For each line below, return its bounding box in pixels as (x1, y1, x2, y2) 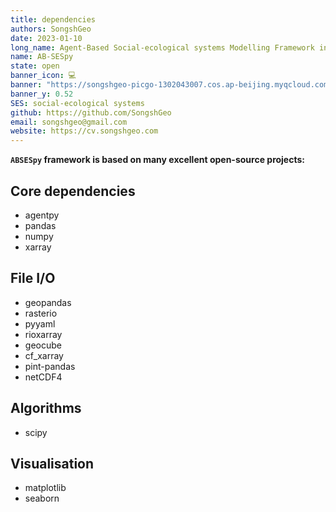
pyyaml (24, 317, 56, 330)
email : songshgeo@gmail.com (10, 117, 128, 127)
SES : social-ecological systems (10, 98, 145, 108)
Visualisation (10, 455, 95, 472)
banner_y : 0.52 (10, 89, 74, 99)
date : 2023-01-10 (10, 33, 83, 43)
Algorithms (10, 400, 82, 417)
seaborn (24, 492, 60, 505)
